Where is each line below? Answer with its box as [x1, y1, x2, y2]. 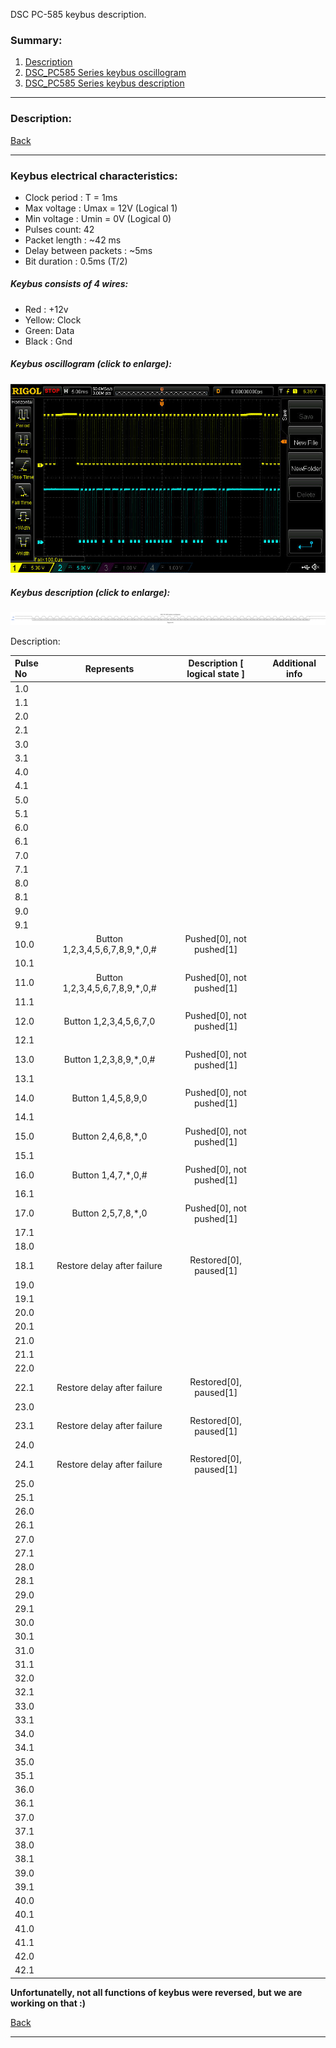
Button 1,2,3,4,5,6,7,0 [63, 1015, 156, 1027]
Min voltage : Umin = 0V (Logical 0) [24, 212, 172, 224]
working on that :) [10, 1997, 87, 2009]
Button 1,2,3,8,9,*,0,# [63, 1054, 156, 1066]
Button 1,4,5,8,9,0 [71, 1092, 148, 1104]
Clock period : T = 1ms [24, 191, 118, 203]
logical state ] [186, 668, 246, 680]
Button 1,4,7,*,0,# [71, 1169, 148, 1181]
